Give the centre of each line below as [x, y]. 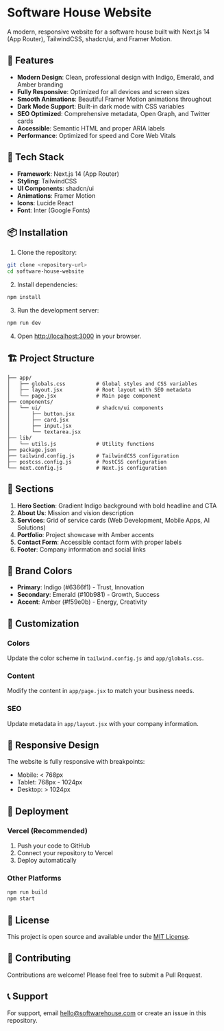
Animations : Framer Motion [56, 195]
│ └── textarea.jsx [44, 432]
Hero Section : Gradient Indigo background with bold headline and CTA [117, 506]
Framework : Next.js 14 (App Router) [68, 174]
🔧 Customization [43, 623]
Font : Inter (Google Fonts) [53, 210]
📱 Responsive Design [53, 745]
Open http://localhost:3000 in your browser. [79, 336]
